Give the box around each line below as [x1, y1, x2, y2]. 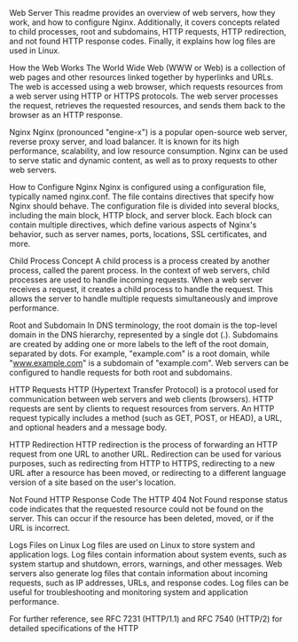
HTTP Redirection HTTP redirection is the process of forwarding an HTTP [9, 440, 278, 449]
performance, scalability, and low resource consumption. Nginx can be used [9, 146, 288, 156]
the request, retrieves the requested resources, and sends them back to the [9, 100, 286, 110]
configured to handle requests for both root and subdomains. [9, 368, 232, 377]
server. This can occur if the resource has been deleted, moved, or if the [9, 513, 274, 523]
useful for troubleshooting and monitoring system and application [9, 587, 248, 598]
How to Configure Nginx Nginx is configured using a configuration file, [9, 182, 267, 192]
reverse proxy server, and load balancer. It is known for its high [9, 137, 239, 147]
